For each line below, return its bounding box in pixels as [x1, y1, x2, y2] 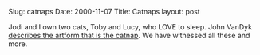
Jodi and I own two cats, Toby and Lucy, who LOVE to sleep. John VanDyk [8, 22, 253, 31]
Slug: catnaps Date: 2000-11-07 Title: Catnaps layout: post [8, 7, 201, 16]
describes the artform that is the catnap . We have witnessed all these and [8, 31, 250, 40]
